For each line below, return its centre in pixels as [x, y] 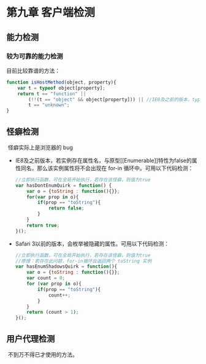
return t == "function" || [52, 94]
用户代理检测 [31, 339]
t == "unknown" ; [49, 105]
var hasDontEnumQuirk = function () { [63, 185]
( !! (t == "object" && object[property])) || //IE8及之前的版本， [110, 99]
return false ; [66, 208]
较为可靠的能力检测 [35, 56]
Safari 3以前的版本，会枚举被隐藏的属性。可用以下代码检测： [92, 244]
